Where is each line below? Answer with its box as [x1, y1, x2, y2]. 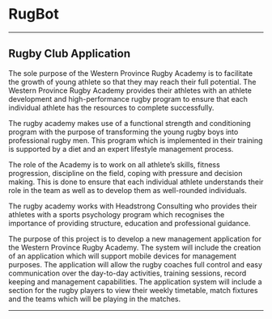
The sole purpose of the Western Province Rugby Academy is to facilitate [8, 68, 253, 78]
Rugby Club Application [8, 47, 131, 61]
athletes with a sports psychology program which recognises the [8, 209, 225, 219]
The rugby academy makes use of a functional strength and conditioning [8, 118, 251, 128]
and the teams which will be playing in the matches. [8, 294, 181, 304]
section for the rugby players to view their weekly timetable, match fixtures [8, 285, 258, 295]
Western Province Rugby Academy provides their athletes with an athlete [8, 86, 253, 95]
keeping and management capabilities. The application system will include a [8, 276, 262, 287]
